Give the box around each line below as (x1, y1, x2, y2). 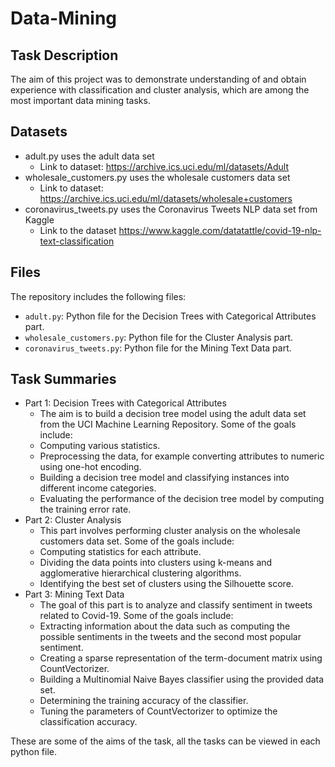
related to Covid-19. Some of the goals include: (39, 610, 234, 622)
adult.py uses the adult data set (24, 150, 155, 162)
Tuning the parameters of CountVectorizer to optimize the (39, 705, 278, 717)
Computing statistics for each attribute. (39, 546, 202, 558)
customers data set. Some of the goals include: (39, 535, 235, 547)
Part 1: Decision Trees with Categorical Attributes (24, 397, 227, 409)
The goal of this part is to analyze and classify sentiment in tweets (39, 599, 313, 611)
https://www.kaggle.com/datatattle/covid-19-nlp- (118, 224, 322, 236)
